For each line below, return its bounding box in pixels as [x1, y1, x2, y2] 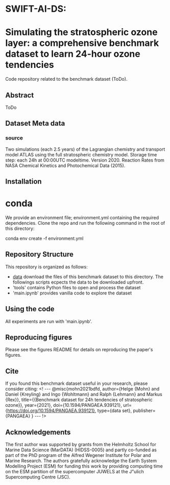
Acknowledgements [5, 428, 71, 436]
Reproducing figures [5, 333, 72, 341]
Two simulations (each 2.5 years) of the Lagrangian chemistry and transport [5, 146, 165, 152]
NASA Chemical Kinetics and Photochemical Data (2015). [5, 162, 126, 169]
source [5, 134, 23, 142]
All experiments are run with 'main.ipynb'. [5, 318, 92, 325]
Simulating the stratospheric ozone [5, 27, 158, 38]
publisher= [132, 407, 156, 414]
